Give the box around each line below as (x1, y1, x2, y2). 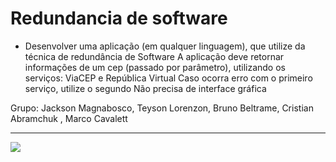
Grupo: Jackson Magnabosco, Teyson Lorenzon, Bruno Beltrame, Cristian (10, 102, 314, 114)
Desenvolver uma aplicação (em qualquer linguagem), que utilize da (24, 40, 306, 52)
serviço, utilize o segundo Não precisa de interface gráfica (24, 82, 267, 94)
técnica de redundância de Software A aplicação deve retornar (24, 50, 285, 62)
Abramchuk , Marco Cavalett (10, 112, 128, 124)
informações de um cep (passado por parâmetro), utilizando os (24, 61, 286, 73)
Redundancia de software (10, 7, 228, 30)
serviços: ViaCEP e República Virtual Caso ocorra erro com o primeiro (24, 72, 313, 84)
